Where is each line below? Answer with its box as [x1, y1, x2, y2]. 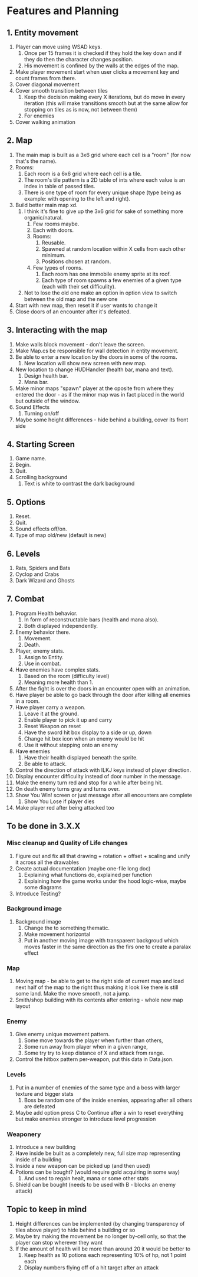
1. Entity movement [6, 28, 79, 38]
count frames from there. [15, 75, 77, 81]
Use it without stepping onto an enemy [24, 741, 118, 748]
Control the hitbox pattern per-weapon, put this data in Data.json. [15, 1056, 174, 1063]
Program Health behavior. [15, 610, 78, 617]
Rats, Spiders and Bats [15, 565, 71, 572]
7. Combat [6, 594, 45, 604]
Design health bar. [24, 372, 69, 379]
